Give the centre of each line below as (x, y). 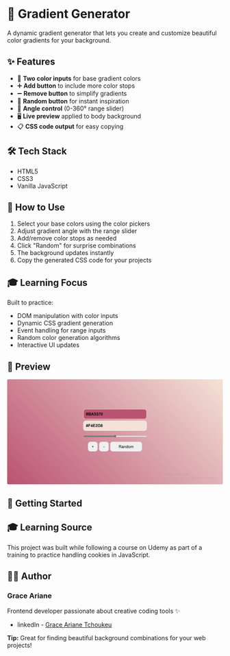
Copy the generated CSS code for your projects (84, 260)
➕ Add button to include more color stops (76, 86)
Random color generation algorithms (68, 338)
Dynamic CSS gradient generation (65, 323)
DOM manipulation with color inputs (67, 316)
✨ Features (31, 62)
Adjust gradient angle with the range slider (77, 231)
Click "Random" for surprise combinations (76, 245)
